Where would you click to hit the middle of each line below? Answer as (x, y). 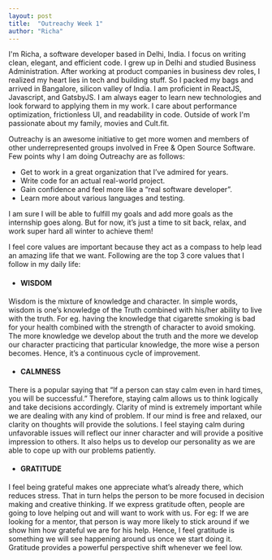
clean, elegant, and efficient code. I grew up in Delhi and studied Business (132, 63)
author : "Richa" (36, 31)
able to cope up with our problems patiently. (82, 450)
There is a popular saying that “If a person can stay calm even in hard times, (136, 389)
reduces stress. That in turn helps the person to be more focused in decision (136, 495)
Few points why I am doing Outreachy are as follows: (97, 156)
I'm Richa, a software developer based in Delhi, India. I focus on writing (127, 55)
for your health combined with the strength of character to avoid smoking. (132, 327)
